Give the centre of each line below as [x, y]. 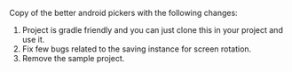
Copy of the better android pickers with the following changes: [123, 13]
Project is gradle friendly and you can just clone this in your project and [153, 30]
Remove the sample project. [73, 58]
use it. [33, 40]
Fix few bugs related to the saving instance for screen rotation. [137, 49]
